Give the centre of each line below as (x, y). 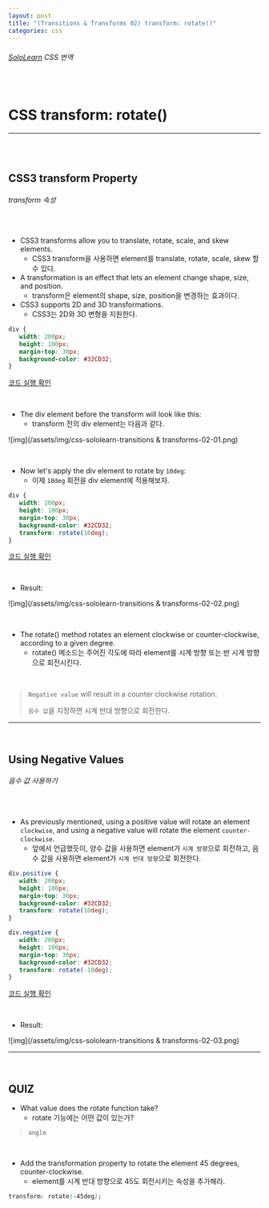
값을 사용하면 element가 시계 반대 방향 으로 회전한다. (121, 859)
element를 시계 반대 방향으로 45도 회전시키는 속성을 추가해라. (128, 1182)
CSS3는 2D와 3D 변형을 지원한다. (84, 314)
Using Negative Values (66, 759)
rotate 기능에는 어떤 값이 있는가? (83, 1117)
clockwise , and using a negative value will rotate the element (120, 831)
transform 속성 (32, 199)
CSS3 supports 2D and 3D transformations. (92, 304)
